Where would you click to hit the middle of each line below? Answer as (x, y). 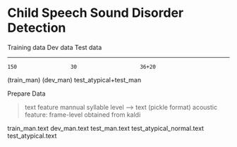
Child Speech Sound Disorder (96, 13)
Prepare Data (26, 94)
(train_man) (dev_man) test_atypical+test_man (74, 79)
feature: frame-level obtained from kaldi (83, 115)
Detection (37, 28)
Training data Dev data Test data (55, 47)
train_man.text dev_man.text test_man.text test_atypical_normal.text (106, 128)
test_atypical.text (32, 136)
